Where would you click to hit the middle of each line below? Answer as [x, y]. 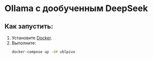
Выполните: [24, 43]
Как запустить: [29, 26]
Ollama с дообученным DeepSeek [76, 8]
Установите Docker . [32, 38]
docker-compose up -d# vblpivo [43, 52]
